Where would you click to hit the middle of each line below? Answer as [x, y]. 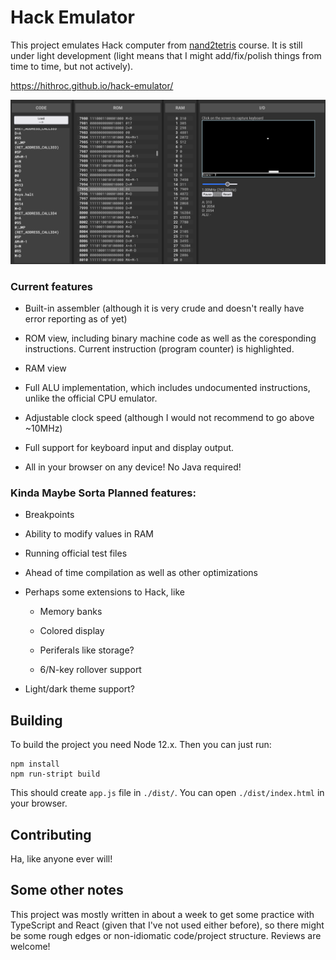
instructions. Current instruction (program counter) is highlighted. [159, 349]
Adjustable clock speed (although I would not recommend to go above [169, 418]
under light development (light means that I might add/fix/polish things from [166, 55]
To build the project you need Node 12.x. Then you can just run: [141, 745]
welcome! [30, 946]
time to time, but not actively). [72, 66]
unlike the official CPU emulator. [91, 398]
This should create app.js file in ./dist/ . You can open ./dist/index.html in [167, 793]
